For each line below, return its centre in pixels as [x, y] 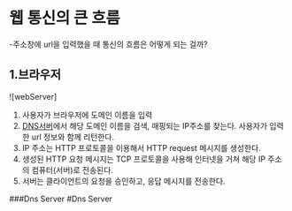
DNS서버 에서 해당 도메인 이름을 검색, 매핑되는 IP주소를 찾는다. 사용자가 [145, 125]
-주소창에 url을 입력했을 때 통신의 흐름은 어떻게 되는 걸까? [108, 44]
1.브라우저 [35, 75]
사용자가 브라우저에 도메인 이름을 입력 [87, 115]
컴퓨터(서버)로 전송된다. [72, 170]
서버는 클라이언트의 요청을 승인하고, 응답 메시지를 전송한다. [123, 181]
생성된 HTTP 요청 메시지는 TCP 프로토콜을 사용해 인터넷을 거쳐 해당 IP [144, 159]
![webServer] [33, 96]
